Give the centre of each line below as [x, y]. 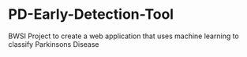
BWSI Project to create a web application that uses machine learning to [123, 36]
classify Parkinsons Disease [54, 44]
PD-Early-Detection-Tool [91, 14]
